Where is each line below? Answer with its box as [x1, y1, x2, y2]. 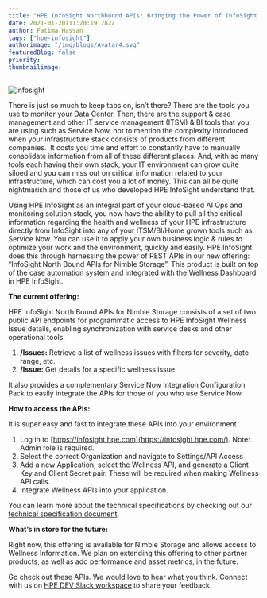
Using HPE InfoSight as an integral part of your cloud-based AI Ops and [8, 200, 243, 210]
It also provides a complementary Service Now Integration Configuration [8, 380, 246, 389]
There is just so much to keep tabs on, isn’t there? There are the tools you [8, 100, 250, 110]
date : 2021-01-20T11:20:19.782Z [8, 19, 115, 27]
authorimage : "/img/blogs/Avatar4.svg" [8, 41, 141, 49]
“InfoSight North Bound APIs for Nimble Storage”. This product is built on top [8, 259, 259, 268]
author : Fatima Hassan [8, 26, 83, 34]
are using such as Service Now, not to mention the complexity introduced [8, 125, 249, 135]
